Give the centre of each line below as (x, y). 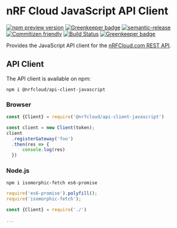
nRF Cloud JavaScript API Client (87, 11)
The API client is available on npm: (48, 78)
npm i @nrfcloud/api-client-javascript (56, 90)
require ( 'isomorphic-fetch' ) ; (44, 199)
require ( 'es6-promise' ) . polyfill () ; (52, 193)
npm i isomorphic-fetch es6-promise (52, 183)
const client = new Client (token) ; (51, 127)
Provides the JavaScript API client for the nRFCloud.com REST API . (89, 45)
